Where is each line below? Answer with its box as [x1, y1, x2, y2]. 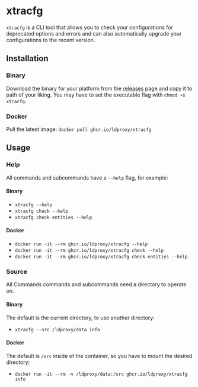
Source [6, 267, 28, 276]
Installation [6, 53, 49, 63]
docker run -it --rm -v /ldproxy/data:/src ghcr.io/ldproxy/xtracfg [14, 371, 188, 377]
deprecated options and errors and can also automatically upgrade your [6, 30, 182, 37]
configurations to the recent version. [6, 36, 95, 43]
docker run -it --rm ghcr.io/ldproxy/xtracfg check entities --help [14, 254, 188, 260]
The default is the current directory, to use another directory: [6, 314, 155, 321]
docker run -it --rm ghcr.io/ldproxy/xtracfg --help [14, 241, 148, 247]
